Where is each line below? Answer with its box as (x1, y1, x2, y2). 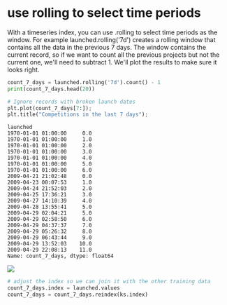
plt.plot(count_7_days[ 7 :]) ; (7, 104, 92, 111)
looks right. (7, 65, 40, 74)
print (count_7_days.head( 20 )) (7, 86, 96, 93)
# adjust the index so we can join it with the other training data (7, 278, 211, 285)
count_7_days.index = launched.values (7, 285, 120, 292)
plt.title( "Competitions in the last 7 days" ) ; (7, 111, 149, 118)
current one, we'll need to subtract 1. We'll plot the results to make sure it (7, 57, 217, 66)
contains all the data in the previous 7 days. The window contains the (7, 43, 207, 51)
